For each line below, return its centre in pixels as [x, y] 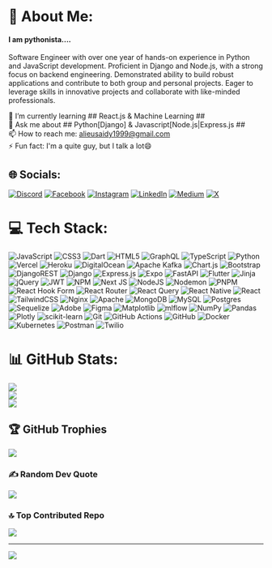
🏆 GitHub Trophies [58, 430]
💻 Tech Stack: [58, 228]
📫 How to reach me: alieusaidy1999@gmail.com [89, 134]
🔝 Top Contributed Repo [57, 515]
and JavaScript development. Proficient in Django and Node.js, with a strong [136, 66]
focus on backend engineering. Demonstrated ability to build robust [121, 75]
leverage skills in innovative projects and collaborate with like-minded [124, 92]
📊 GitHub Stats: [64, 359]
